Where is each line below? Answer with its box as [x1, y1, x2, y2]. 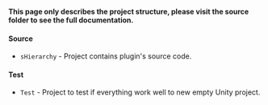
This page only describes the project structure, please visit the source [8, 7, 249, 16]
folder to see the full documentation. [8, 15, 134, 25]
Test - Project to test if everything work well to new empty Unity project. [19, 87, 261, 97]
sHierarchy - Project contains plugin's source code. [19, 51, 192, 61]
